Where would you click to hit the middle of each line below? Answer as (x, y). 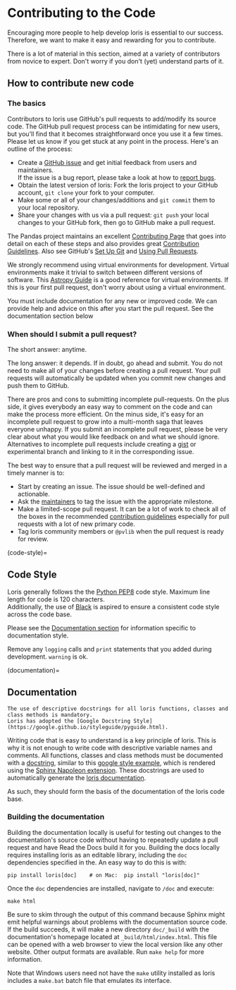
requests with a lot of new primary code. (76, 524)
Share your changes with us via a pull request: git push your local (113, 215)
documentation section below (50, 316)
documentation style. (38, 635)
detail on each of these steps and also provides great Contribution (103, 243)
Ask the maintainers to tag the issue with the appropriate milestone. (116, 501)
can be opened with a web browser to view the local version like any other (115, 944)
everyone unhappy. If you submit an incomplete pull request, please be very (117, 429)
